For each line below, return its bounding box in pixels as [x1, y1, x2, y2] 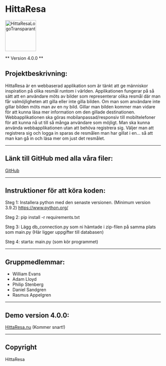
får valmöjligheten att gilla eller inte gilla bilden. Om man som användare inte [5, 98, 161, 105]
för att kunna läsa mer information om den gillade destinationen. [5, 109, 135, 115]
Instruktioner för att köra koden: [5, 186, 106, 195]
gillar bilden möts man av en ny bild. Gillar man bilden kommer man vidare [5, 104, 156, 109]
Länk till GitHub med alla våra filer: [5, 155, 113, 163]
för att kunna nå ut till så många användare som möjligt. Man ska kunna [5, 119, 150, 125]
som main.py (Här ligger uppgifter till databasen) [5, 229, 104, 235]
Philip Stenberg [12, 281, 43, 288]
